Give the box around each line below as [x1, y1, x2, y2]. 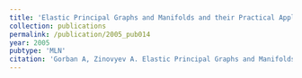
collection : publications [9, 22, 106, 30]
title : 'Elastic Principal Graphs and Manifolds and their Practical [9, 13, 276, 22]
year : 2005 [9, 38, 50, 48]
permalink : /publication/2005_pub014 [9, 30, 151, 39]
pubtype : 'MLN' [9, 47, 67, 56]
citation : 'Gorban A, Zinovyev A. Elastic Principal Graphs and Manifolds [9, 55, 296, 64]
